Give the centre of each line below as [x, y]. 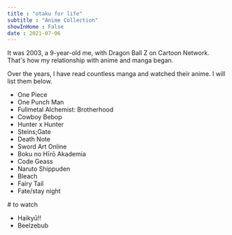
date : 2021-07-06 [34, 33]
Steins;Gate [34, 132]
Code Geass [35, 162]
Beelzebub [33, 226]
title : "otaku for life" [45, 14]
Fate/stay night [39, 191]
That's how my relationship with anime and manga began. [90, 61]
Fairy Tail [30, 184]
